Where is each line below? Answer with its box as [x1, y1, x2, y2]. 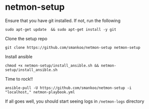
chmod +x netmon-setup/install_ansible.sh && [5, 63, 99, 68]
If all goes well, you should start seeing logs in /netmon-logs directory [5, 98, 145, 104]
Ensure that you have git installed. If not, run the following [5, 18, 121, 23]
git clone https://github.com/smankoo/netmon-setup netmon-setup [5, 45, 140, 50]
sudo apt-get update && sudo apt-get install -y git [5, 27, 117, 32]
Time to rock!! [5, 76, 33, 82]
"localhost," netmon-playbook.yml [5, 89, 75, 94]
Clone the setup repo [5, 36, 48, 42]
